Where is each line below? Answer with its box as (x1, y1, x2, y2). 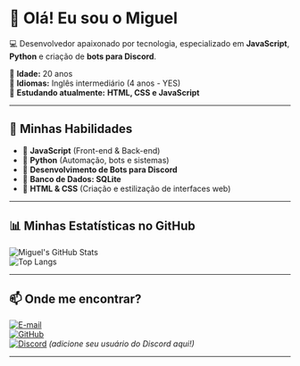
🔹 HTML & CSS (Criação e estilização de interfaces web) (21, 183, 231, 194)
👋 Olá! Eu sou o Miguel (9, 8, 179, 29)
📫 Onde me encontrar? (9, 291, 142, 306)
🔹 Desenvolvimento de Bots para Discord (21, 164, 178, 175)
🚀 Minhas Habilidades (9, 121, 133, 137)
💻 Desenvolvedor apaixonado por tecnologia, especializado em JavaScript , (9, 37, 290, 48)
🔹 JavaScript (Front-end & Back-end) (21, 145, 161, 155)
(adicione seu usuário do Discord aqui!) (48, 338, 195, 349)
